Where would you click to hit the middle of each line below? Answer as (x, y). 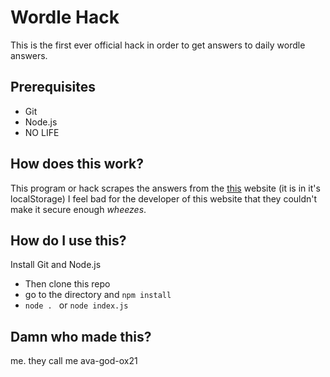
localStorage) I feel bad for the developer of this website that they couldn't (164, 198)
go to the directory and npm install (98, 295)
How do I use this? (68, 240)
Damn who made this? (81, 336)
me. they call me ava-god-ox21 (74, 361)
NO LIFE (42, 132)
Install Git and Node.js (56, 265)
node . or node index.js (76, 305)
